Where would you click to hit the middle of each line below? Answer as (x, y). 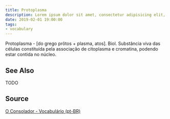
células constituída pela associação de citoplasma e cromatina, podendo (82, 49)
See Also (20, 70)
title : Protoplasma (26, 10)
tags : (11, 24)
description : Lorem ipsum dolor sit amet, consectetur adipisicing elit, (86, 15)
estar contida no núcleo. (31, 55)
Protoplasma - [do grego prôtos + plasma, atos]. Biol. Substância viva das (83, 43)
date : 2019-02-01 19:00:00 (34, 19)
